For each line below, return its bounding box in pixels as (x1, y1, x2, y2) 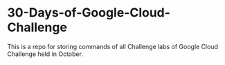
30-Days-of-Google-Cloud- (7, 5, 171, 21)
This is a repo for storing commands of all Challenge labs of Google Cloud (7, 42, 218, 50)
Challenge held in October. (7, 50, 83, 58)
